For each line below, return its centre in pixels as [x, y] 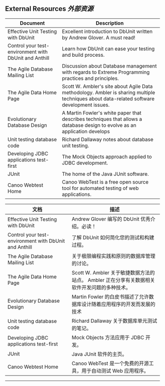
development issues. [86, 105]
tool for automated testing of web [100, 188]
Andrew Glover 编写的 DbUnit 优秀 [111, 219]
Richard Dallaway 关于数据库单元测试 [115, 321]
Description [110, 23]
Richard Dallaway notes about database [108, 139]
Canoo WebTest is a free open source [105, 182]
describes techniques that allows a [102, 119]
